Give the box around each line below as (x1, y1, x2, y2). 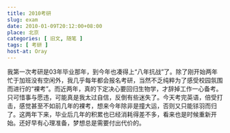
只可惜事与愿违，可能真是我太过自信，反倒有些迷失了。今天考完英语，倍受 (7, 93, 217, 101)
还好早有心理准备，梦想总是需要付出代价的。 (18, 119, 145, 127)
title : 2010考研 (7, 10, 51, 17)
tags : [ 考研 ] (7, 42, 49, 48)
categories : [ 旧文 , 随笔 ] (7, 35, 84, 42)
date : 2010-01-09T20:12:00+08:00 (7, 23, 103, 29)
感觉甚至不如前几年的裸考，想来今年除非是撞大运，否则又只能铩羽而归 (18, 102, 217, 110)
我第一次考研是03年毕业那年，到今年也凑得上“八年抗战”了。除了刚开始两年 (7, 68, 218, 76)
